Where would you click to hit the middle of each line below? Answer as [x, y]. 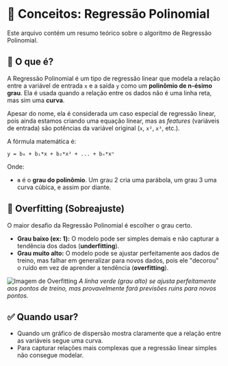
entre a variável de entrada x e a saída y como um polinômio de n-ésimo [110, 86]
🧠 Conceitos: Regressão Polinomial [109, 14]
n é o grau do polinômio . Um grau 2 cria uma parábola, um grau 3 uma [117, 180]
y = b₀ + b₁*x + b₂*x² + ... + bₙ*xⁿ [61, 154]
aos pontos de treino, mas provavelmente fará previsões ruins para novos [112, 288]
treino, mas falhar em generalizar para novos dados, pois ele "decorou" [118, 260]
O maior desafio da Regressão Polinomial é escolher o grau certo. [100, 225]
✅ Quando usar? [43, 317]
